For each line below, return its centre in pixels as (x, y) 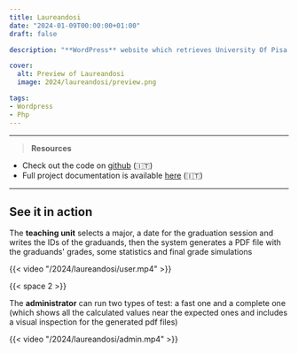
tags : (19, 98)
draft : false (33, 34)
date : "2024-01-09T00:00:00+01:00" (75, 26)
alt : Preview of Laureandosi (71, 74)
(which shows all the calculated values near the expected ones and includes (149, 313)
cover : (21, 66)
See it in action (51, 212)
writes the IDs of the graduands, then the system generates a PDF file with (145, 242)
